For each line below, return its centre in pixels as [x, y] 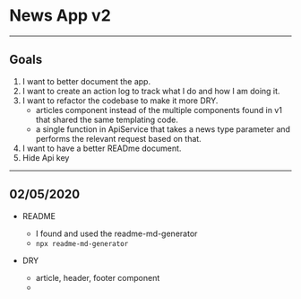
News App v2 [60, 16]
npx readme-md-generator [82, 243]
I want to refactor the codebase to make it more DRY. [120, 101]
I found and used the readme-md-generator [116, 233]
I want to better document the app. [86, 81]
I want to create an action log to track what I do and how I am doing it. [151, 91]
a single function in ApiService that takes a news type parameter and [163, 129]
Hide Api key [46, 157]
